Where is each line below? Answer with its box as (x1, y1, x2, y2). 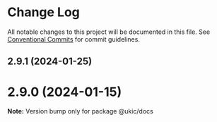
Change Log (7, 4, 80, 20)
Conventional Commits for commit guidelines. (7, 35, 140, 43)
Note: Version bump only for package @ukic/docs (7, 107, 153, 116)
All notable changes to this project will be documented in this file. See (7, 28, 211, 36)
